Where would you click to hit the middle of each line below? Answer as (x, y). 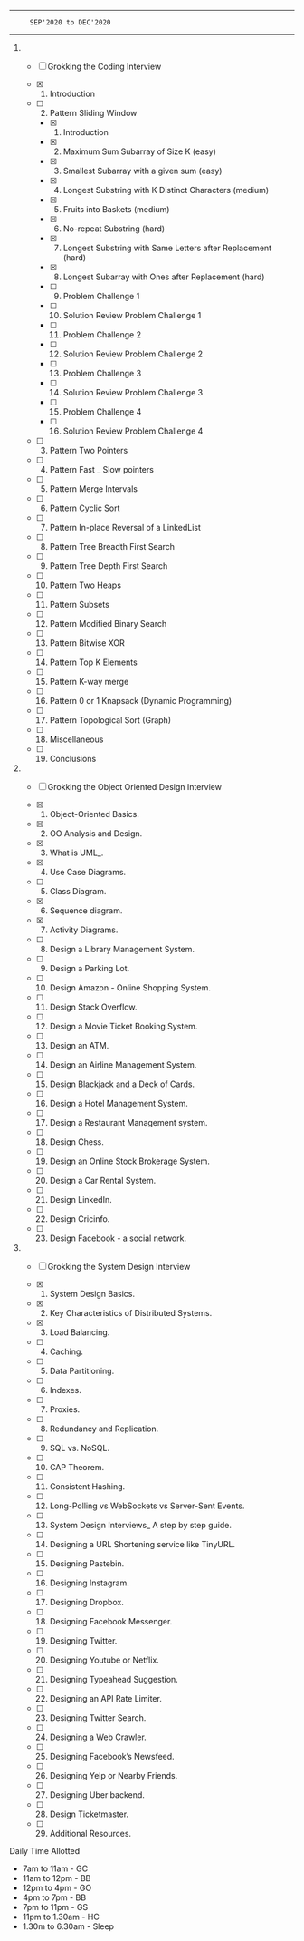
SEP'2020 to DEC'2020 (70, 23)
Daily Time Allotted (45, 1851)
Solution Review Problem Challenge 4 (133, 431)
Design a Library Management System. (122, 949)
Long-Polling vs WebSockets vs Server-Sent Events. (147, 1506)
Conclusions (73, 759)
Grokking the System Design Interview (119, 1267)
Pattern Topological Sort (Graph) (110, 720)
